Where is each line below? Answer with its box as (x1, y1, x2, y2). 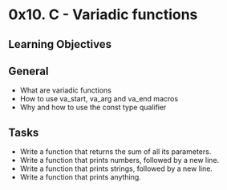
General (8, 64, 50, 77)
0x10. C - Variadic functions (8, 6, 198, 24)
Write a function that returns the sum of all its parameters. (19, 147, 212, 156)
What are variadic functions (19, 85, 112, 95)
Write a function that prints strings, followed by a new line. (19, 164, 213, 173)
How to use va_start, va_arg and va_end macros (19, 94, 179, 104)
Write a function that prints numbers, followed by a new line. (19, 156, 220, 165)
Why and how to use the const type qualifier (19, 102, 167, 113)
